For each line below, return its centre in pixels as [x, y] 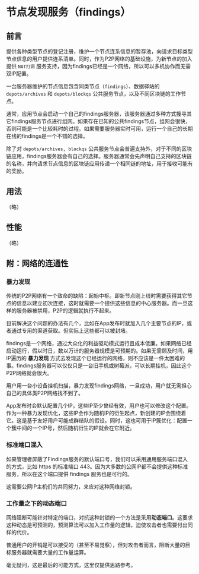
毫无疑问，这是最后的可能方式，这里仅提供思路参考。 [71, 564]
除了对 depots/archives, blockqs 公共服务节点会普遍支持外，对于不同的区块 [99, 149]
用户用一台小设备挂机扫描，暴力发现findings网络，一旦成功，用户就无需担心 [99, 386]
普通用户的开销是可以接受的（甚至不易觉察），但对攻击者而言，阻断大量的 [96, 545]
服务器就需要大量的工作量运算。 [50, 552]
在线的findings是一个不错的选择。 [47, 136]
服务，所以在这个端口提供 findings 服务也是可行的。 [69, 474]
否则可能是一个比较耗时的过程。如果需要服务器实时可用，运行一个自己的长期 [99, 129]
